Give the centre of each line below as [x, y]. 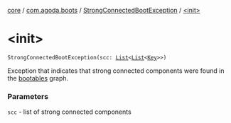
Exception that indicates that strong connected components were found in [116, 71]
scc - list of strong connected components [69, 112]
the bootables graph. [38, 78]
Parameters [28, 96]
